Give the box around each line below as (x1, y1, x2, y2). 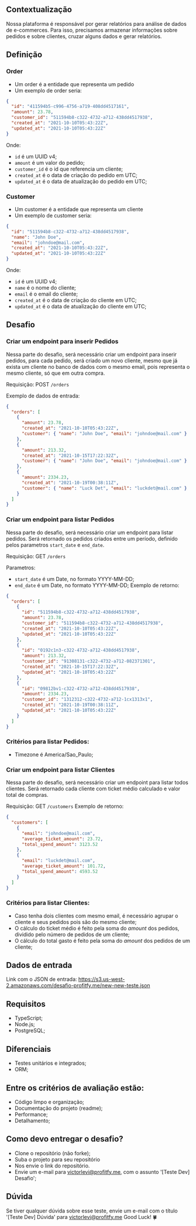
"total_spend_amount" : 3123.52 (21, 841, 98, 847)
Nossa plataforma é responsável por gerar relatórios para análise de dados (6, 20, 187, 27)
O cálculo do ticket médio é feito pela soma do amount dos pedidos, (14, 925, 180, 932)
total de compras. (6, 792, 49, 799)
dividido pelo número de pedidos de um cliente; (14, 930, 130, 938)
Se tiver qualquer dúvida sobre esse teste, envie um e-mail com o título (6, 1207, 178, 1214)
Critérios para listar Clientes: (6, 899, 90, 907)
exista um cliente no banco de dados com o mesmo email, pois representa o (6, 363, 190, 370)
